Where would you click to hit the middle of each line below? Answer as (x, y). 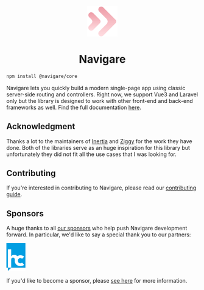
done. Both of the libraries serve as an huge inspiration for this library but (98, 147)
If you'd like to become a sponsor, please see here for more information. (97, 281)
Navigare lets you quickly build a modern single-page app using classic (96, 88)
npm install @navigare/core (42, 76)
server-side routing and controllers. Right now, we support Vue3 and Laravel (102, 94)
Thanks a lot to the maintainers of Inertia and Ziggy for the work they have (100, 141)
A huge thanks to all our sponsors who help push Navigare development (97, 228)
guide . (14, 194)
